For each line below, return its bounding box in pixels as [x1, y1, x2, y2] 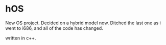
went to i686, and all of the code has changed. [5, 25, 103, 31]
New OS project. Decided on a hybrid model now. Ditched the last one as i [5, 20, 161, 26]
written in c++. [5, 35, 36, 41]
